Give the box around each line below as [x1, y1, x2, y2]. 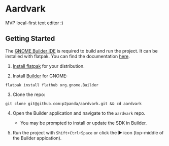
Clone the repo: [12, 91, 46, 98]
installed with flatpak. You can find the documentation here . [5, 53, 130, 59]
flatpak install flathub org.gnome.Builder [5, 82, 99, 87]
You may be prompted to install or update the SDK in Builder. [20, 120, 147, 126]
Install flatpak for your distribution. [12, 63, 85, 69]
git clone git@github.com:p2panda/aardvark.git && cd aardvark [5, 101, 142, 106]
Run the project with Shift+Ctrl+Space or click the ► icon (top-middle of [12, 129, 164, 135]
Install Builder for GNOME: [12, 73, 67, 79]
